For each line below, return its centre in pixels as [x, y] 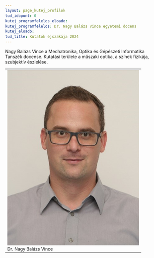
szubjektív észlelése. [27, 62]
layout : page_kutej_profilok [35, 10]
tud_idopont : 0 [21, 16]
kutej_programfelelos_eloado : [37, 21]
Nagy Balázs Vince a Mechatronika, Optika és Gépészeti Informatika [75, 51]
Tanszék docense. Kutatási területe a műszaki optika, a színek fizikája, [77, 57]
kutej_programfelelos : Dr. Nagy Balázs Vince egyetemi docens [71, 26]
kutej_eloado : [20, 32]
